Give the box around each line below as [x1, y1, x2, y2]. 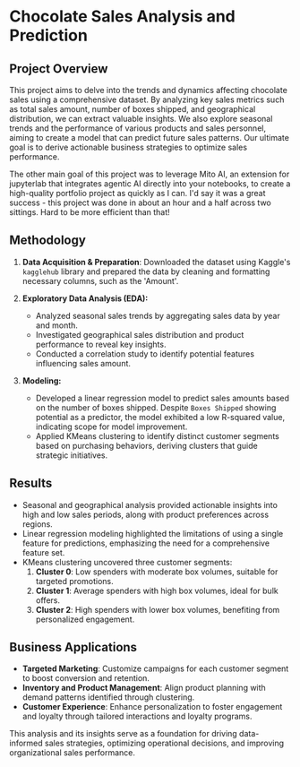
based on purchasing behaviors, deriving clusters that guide [35, 440, 258, 451]
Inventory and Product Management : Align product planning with [21, 683, 266, 694]
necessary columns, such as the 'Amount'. [21, 275, 179, 286]
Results [9, 476, 53, 491]
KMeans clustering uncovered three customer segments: [21, 556, 233, 567]
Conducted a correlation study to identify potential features [35, 348, 255, 359]
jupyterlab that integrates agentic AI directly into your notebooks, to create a [9, 178, 291, 189]
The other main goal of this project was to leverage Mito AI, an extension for [9, 168, 290, 179]
